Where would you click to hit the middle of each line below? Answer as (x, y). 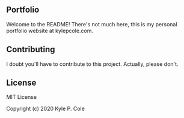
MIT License (22, 97)
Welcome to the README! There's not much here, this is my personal (92, 24)
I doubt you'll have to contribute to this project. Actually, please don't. (92, 64)
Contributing (31, 49)
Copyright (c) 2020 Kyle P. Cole (46, 109)
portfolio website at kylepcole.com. (50, 31)
